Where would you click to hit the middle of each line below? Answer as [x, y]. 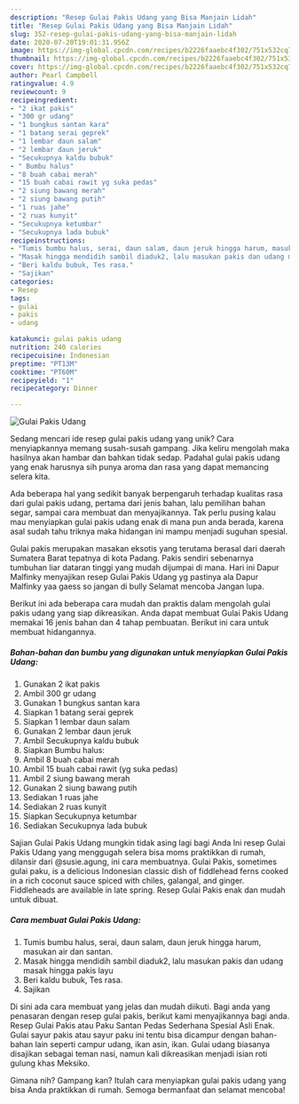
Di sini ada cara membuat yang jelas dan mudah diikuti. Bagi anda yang [140, 1007]
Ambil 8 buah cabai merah [71, 759]
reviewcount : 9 [38, 91]
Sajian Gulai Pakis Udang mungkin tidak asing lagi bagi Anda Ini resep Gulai [148, 843]
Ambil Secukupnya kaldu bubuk [81, 741]
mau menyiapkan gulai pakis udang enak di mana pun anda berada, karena [147, 522]
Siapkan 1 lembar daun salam [76, 722]
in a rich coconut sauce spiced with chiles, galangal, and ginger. [127, 881]
